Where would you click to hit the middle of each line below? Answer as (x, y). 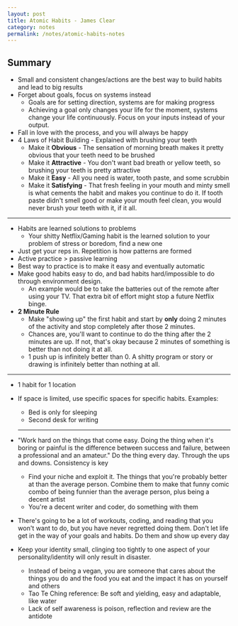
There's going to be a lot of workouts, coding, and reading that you (115, 521)
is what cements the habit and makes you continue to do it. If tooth (125, 193)
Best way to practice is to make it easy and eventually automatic (111, 266)
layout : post (27, 14)
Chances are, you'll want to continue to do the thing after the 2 (119, 334)
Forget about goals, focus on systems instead (84, 95)
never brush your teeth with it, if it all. (83, 208)
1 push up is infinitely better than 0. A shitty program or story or (121, 357)
